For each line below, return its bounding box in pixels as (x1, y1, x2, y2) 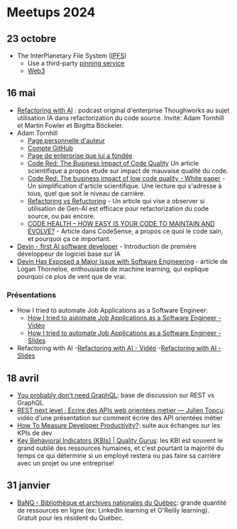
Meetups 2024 (6, 4, 96, 21)
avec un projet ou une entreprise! (16, 459, 115, 467)
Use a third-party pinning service (27, 59, 125, 68)
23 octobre (6, 33, 57, 45)
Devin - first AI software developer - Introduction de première (16, 242, 197, 250)
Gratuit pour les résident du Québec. (16, 513, 124, 522)
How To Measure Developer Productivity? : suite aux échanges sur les (16, 421, 221, 429)
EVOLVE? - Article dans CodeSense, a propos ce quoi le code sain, (27, 227, 224, 235)
